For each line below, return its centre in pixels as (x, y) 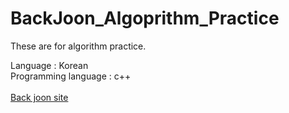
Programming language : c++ (71, 76)
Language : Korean (49, 65)
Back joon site (39, 97)
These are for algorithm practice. (78, 46)
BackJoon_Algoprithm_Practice (145, 18)
